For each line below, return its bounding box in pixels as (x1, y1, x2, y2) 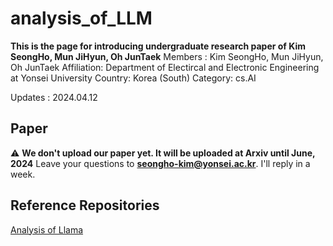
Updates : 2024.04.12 (10, 91, 98, 103)
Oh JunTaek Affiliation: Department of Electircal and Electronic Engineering (10, 61, 320, 73)
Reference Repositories (10, 197, 160, 214)
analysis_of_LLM (10, 7, 153, 30)
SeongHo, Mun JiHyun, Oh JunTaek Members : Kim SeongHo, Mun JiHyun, (10, 50, 324, 62)
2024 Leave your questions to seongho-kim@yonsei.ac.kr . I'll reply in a (10, 157, 311, 169)
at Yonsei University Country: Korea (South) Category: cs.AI (10, 72, 257, 84)
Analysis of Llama (10, 223, 84, 236)
